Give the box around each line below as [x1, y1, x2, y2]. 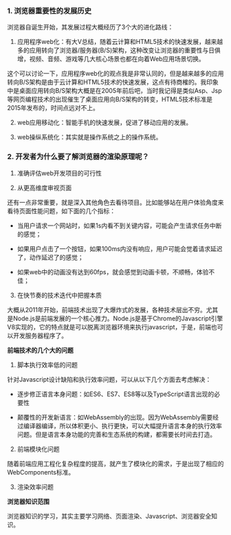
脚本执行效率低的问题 [16, 360, 78, 369]
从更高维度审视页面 [16, 184, 72, 192]
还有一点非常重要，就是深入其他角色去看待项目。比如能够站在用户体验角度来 [7, 198, 224, 206]
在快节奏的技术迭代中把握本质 [16, 291, 102, 299]
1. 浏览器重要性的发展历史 [7, 6, 91, 15]
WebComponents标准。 [7, 468, 75, 476]
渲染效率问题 [16, 483, 54, 491]
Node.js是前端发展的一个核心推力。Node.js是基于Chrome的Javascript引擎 [12, 314, 223, 323]
